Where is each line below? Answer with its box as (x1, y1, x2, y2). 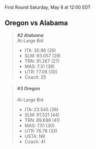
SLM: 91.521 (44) (24, 112, 60, 118)
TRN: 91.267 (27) (24, 58, 60, 64)
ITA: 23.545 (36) (24, 107, 59, 113)
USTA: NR (24, 133, 45, 139)
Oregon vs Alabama (5, 19, 68, 27)
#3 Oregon (17, 86, 40, 92)
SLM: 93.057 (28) (24, 52, 61, 58)
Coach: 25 (24, 74, 46, 80)
